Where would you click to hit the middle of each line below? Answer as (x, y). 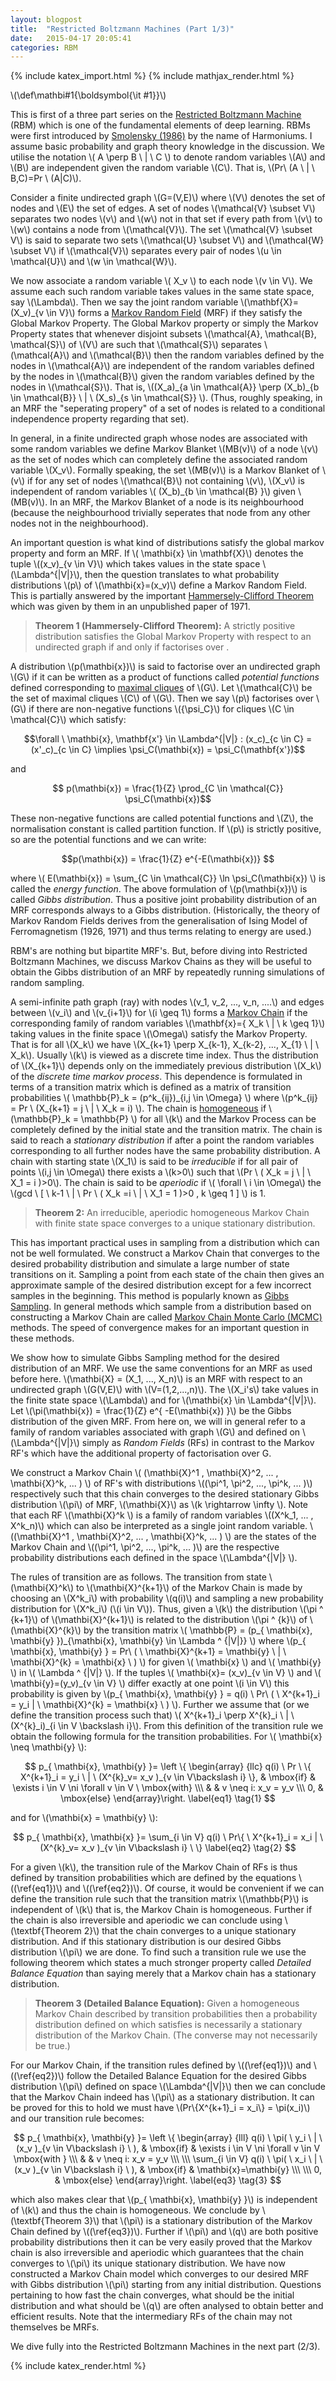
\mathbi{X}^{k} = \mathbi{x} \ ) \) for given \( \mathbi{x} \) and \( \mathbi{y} (166, 1662)
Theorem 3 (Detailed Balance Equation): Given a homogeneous (167, 2003)
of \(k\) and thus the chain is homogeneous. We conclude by (135, 2210)
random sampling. (47, 983)
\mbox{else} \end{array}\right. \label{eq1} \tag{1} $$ (168, 1798)
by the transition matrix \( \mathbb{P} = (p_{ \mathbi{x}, (198, 1630)
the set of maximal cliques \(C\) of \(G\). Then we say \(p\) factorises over (162, 698)
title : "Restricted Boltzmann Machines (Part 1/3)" (122, 29)
